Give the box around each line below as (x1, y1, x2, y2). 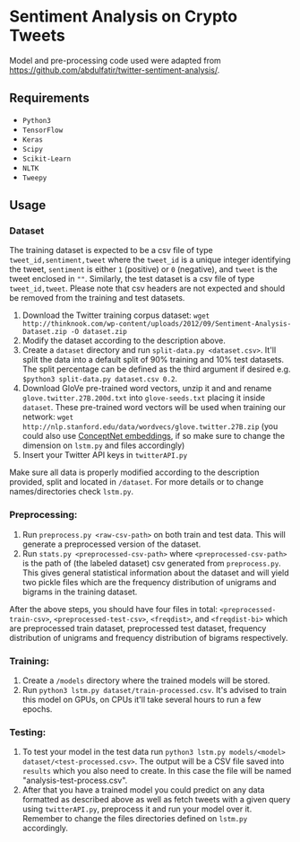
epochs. (21, 704, 53, 715)
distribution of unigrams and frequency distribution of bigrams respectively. (9, 632, 288, 643)
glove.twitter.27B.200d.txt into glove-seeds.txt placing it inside (21, 392, 266, 403)
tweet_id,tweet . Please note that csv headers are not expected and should (9, 283, 286, 294)
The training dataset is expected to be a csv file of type (9, 245, 213, 256)
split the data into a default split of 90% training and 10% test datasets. (21, 355, 285, 365)
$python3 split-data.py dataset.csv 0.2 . (21, 373, 177, 384)
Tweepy (21, 173, 47, 182)
